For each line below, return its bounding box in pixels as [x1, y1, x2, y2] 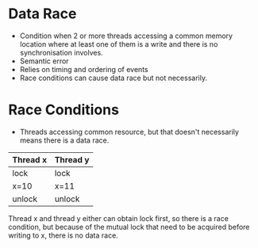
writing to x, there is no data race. [8, 231, 119, 240]
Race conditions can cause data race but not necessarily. [19, 73, 208, 82]
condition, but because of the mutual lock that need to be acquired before [8, 222, 250, 231]
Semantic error [19, 56, 69, 66]
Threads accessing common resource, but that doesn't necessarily [19, 127, 240, 136]
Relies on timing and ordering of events [19, 64, 148, 74]
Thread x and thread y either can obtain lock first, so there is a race [8, 213, 229, 223]
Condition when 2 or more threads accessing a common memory [19, 31, 233, 40]
